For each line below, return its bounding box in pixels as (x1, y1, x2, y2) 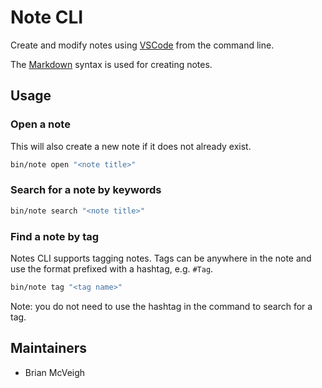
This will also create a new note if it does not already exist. (10, 140, 252, 152)
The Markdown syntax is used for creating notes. (10, 58, 213, 70)
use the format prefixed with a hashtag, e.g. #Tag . (10, 262, 214, 275)
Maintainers (10, 340, 88, 357)
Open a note (10, 117, 71, 131)
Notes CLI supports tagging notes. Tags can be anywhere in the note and (10, 252, 312, 264)
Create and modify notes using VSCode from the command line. (10, 39, 275, 51)
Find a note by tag (10, 229, 100, 243)
